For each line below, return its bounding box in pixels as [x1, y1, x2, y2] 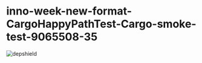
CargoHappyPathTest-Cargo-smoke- [6, 17, 197, 31]
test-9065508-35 [6, 30, 98, 44]
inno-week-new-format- [6, 4, 132, 18]
